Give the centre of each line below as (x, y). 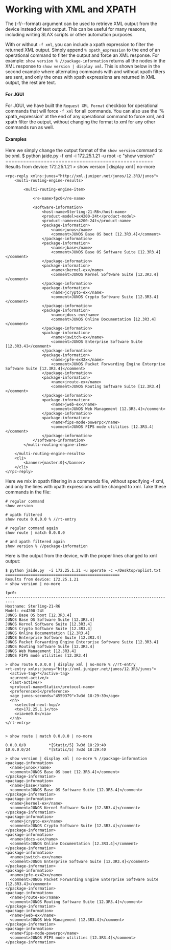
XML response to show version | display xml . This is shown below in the (83, 66)
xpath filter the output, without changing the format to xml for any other (80, 122)
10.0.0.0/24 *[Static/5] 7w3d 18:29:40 (56, 750)
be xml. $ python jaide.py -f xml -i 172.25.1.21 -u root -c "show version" (80, 156)
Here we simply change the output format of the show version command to (84, 150)
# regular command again (32, 528)
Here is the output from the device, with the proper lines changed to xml (81, 556)
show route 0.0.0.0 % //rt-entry (41, 520)
